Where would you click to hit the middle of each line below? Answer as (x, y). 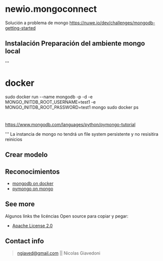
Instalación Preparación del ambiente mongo (75, 44)
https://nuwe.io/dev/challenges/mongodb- (112, 23)
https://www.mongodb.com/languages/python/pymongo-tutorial (70, 124)
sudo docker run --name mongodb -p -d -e (49, 97)
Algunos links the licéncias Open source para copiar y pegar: (67, 216)
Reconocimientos (32, 171)
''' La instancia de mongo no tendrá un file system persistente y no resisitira (82, 134)
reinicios (14, 139)
